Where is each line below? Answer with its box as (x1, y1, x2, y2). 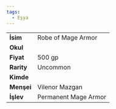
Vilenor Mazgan (37, 83, 83, 91)
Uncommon (37, 63, 71, 71)
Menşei (9, 83, 32, 91)
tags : (6, 9, 20, 15)
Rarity (9, 63, 27, 71)
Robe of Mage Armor (37, 33, 98, 41)
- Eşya (12, 15, 29, 21)
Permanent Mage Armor (37, 93, 107, 101)
